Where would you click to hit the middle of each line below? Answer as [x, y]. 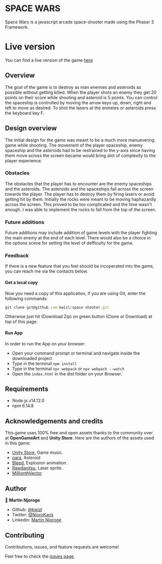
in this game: [18, 443]
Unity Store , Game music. [37, 453]
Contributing [25, 535]
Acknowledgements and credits [54, 421]
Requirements [27, 389]
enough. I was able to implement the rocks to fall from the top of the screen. [81, 209]
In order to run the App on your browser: [45, 343]
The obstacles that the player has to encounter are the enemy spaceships [78, 184]
